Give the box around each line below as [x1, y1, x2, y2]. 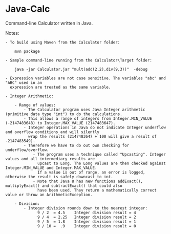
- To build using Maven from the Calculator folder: [5, 39, 120, 45]
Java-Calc [5, 3, 50, 15]
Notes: [5, 30, 19, 36]
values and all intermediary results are [5, 156, 95, 161]
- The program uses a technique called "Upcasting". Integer [32, 152, 166, 157]
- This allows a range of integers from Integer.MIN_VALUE [24, 116, 153, 121]
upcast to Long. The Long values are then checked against [37, 161, 166, 166]
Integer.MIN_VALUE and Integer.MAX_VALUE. [5, 165, 97, 171]
